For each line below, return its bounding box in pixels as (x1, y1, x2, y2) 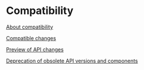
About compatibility (6, 23, 54, 30)
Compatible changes (6, 34, 57, 41)
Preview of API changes (6, 45, 64, 53)
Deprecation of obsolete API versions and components (6, 57, 138, 64)
